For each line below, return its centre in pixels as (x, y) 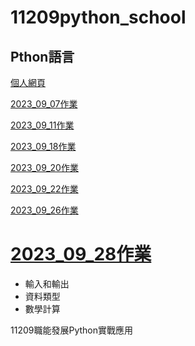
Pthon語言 (42, 56)
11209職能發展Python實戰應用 (71, 330)
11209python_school (98, 17)
